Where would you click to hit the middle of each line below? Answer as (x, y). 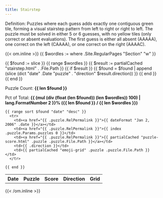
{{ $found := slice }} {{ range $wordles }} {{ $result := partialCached (74, 63)
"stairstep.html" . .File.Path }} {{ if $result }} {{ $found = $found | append (79, 68)
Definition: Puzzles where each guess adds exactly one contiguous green (79, 23)
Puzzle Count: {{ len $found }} (36, 88)
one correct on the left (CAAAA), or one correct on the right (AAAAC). (75, 44)
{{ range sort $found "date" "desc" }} (46, 112)
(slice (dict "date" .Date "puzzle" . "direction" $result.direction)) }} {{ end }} (81, 73)
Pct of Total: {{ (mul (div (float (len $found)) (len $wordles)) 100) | (73, 98)
